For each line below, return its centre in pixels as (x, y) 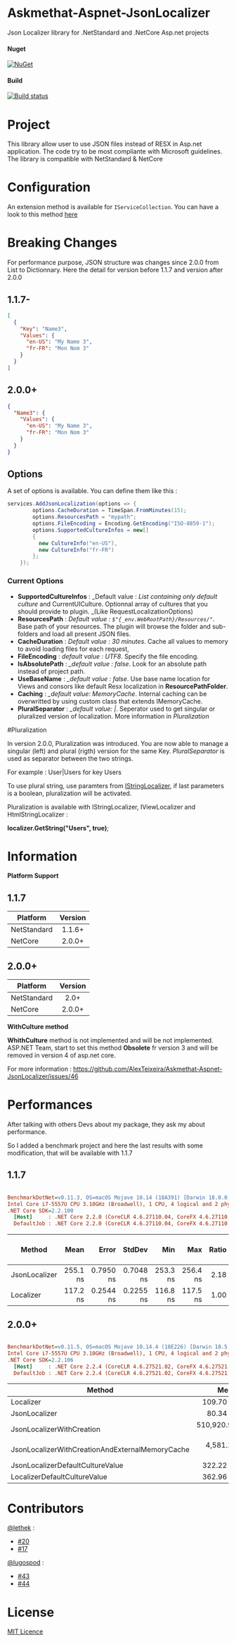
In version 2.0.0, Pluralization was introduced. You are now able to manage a (118, 743)
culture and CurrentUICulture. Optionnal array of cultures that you (113, 604)
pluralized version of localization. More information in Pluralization (113, 716)
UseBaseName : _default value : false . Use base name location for (114, 678)
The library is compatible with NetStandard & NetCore (85, 159)
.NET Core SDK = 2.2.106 (40, 1360)
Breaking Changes (62, 243)
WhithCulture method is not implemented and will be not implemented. (110, 1040)
